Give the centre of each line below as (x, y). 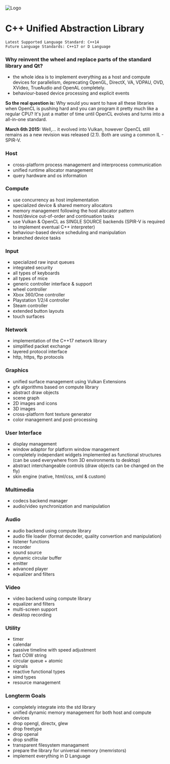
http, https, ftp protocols (38, 357)
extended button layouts (38, 311)
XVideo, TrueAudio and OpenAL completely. (59, 88)
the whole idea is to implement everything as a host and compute (81, 77)
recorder (22, 547)
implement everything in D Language (52, 756)
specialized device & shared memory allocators (63, 205)
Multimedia (20, 490)
